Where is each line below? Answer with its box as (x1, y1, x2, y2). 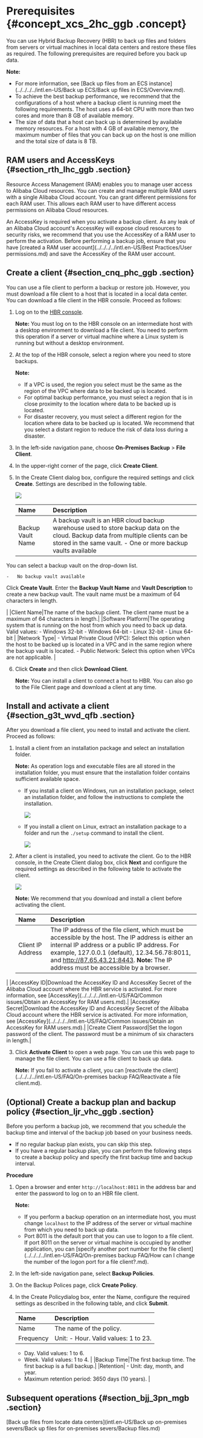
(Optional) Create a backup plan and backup (6, 1097, 176, 1107)
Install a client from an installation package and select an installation (14, 745, 185, 752)
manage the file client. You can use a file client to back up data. (14, 1055, 173, 1062)
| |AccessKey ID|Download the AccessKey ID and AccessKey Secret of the (6, 979, 192, 986)
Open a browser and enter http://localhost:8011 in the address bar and (14, 1184, 196, 1191)
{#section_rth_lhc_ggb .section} (6, 164, 131, 175)
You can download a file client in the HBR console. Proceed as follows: (6, 296, 182, 303)
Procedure (6, 1171, 33, 1179)
